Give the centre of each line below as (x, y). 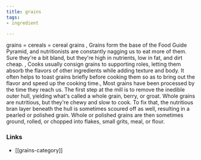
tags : (13, 17)
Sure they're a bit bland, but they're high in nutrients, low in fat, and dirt (94, 58)
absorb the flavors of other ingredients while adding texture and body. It (95, 71)
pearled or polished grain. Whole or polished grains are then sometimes (95, 115)
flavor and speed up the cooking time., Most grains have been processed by (100, 83)
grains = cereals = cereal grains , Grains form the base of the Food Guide (97, 45)
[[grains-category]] (39, 150)
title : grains (24, 12)
